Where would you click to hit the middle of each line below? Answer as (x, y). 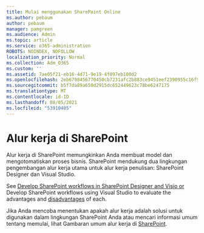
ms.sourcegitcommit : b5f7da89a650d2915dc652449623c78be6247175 (88, 86)
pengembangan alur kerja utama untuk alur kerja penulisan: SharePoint (95, 168)
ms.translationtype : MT (36, 91)
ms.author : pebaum (29, 18)
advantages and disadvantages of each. (57, 199)
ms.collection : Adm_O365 (38, 63)
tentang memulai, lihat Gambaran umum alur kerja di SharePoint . (87, 224)
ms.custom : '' (24, 68)
